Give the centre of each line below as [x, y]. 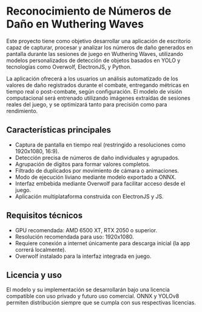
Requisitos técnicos [45, 216]
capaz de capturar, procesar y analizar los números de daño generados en [99, 47]
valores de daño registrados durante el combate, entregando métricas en [98, 85]
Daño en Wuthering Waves [75, 24]
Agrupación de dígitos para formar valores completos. [82, 164]
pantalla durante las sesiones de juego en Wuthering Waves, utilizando [95, 54]
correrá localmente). [41, 249]
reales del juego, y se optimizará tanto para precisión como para [87, 104]
